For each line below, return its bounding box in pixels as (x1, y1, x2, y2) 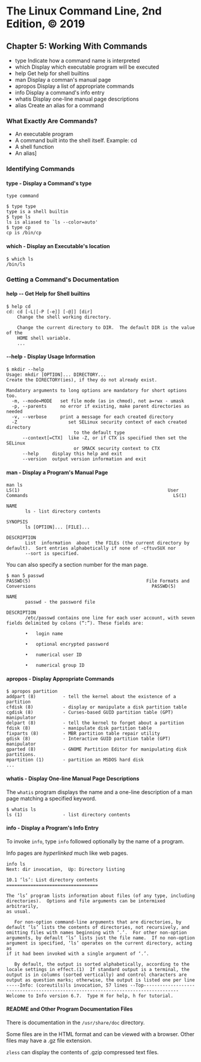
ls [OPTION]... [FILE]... (25, 524, 90, 531)
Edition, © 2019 (6, 17, 85, 31)
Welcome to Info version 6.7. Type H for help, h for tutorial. (6, 993, 173, 999)
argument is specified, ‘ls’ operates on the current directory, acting (6, 940, 193, 946)
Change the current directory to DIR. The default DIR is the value (17, 324, 196, 331)
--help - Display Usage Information (6, 353, 96, 360)
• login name (25, 631, 63, 637)
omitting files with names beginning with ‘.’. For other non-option (6, 929, 187, 935)
